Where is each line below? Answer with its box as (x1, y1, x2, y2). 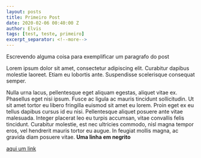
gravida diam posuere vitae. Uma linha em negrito (6, 133, 131, 141)
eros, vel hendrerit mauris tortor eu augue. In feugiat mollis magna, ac (6, 127, 179, 134)
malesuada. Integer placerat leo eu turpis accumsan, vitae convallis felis (6, 114, 185, 121)
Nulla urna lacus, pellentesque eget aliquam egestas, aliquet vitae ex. (6, 89, 178, 96)
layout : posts (6, 8, 42, 15)
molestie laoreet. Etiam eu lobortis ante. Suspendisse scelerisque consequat (6, 71, 195, 78)
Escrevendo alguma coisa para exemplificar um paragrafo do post (6, 53, 170, 60)
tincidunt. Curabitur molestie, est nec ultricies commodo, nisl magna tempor (6, 121, 194, 127)
